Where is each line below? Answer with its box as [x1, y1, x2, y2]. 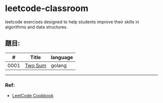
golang [50, 62, 67, 69]
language [50, 54, 73, 60]
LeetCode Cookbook [12, 93, 54, 99]
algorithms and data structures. [5, 24, 68, 29]
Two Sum [25, 62, 47, 69]
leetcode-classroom [5, 3, 89, 14]
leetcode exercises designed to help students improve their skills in [5, 19, 139, 25]
